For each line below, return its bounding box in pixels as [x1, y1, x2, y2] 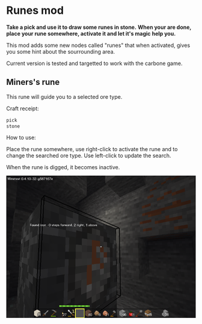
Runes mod [6, 4, 64, 17]
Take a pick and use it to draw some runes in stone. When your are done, [6, 23, 192, 31]
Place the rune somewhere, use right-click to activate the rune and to [6, 145, 178, 152]
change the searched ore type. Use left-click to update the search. [6, 152, 171, 159]
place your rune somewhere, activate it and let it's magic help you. [6, 30, 176, 37]
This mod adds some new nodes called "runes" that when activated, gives [6, 42, 191, 49]
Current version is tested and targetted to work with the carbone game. [6, 60, 183, 67]
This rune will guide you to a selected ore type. [6, 93, 123, 100]
